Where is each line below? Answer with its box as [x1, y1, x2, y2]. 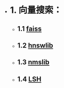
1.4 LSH [17, 75, 42, 83]
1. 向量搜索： [9, 4, 62, 16]
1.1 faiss [17, 24, 42, 33]
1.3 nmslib [17, 58, 50, 67]
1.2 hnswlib [17, 41, 54, 49]
